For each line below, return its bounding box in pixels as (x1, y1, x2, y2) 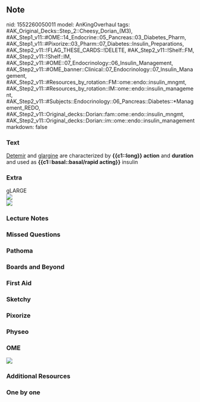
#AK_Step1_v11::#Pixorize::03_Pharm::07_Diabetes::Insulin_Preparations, (6, 40, 184, 47)
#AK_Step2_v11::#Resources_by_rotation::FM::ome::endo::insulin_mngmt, (6, 78, 187, 86)
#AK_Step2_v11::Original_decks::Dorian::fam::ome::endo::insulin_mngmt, (6, 110, 185, 118)
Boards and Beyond (6, 263, 65, 271)
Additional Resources (6, 372, 70, 380)
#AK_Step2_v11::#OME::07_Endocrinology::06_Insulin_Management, (6, 59, 173, 66)
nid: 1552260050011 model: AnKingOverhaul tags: (6, 20, 131, 28)
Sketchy (6, 295, 31, 303)
